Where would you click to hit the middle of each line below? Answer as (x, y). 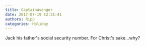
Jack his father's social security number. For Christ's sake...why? (73, 38)
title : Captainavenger (29, 10)
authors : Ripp (20, 19)
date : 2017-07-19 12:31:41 (33, 14)
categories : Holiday (27, 24)
